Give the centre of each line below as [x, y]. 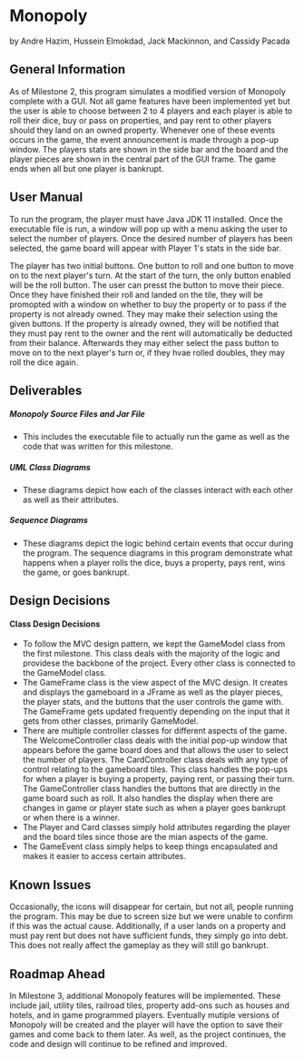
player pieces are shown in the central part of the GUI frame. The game [143, 159]
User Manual [46, 198]
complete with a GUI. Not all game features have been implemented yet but [150, 101]
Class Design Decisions [55, 624]
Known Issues [50, 885]
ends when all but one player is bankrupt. [87, 168]
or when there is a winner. [71, 817]
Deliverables [46, 390]
